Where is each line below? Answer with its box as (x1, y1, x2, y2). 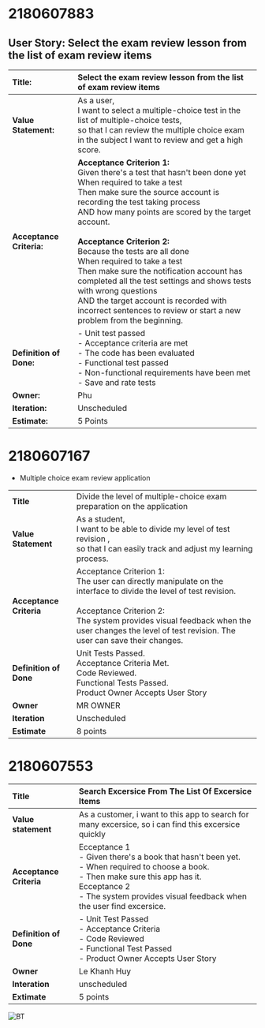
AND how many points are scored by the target (77, 207, 252, 217)
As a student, (76, 514, 125, 525)
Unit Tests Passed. (76, 648, 146, 659)
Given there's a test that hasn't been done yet (77, 167, 247, 178)
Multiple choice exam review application (19, 473, 151, 482)
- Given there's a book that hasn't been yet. (78, 851, 241, 862)
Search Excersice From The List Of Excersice (78, 786, 252, 797)
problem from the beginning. (77, 315, 184, 326)
